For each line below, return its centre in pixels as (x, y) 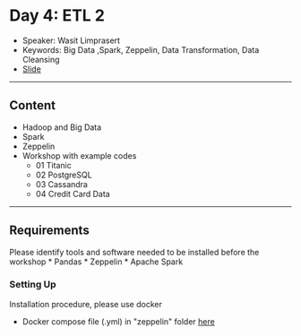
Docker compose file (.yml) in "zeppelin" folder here (118, 321)
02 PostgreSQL (64, 175)
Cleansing (41, 59)
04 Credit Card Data (73, 194)
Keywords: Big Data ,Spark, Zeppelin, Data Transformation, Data (141, 49)
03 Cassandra (61, 184)
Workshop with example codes (79, 155)
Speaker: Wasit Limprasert (71, 40)
